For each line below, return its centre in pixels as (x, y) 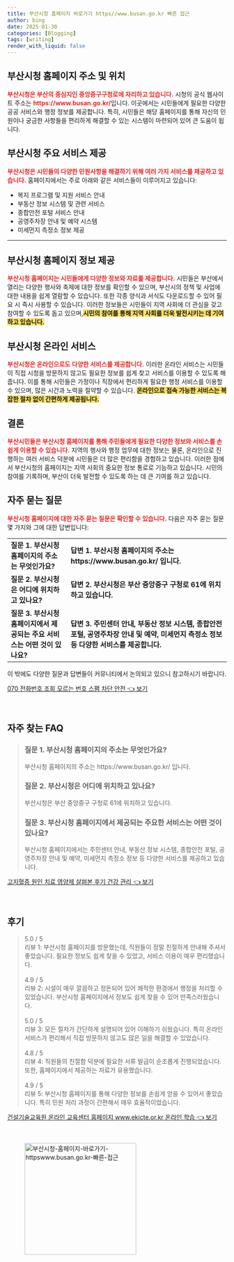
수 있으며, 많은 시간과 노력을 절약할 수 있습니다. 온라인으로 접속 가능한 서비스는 (114, 391)
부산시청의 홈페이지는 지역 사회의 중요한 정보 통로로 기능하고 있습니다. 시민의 (118, 467)
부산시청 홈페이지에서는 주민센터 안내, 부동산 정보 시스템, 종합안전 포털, (121, 850)
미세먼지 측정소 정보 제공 (51, 230)
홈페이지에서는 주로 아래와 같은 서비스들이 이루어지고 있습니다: (112, 180)
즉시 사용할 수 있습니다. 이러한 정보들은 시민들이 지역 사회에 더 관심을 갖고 (122, 305)
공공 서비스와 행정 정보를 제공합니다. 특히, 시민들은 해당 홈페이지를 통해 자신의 (113, 112)
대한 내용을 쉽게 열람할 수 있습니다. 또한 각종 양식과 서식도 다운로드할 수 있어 (111, 296)
